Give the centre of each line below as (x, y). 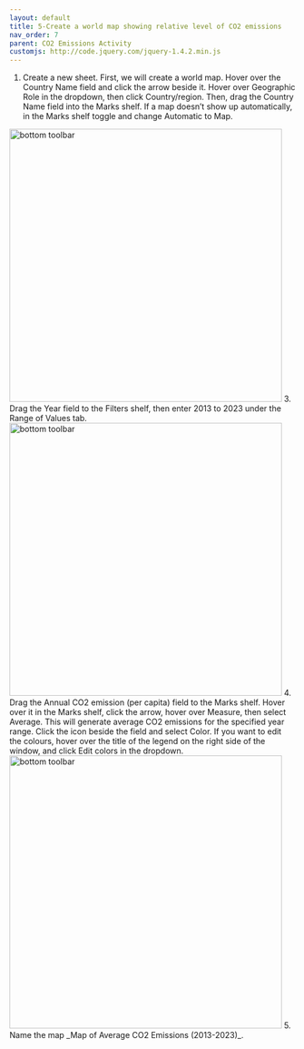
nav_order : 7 (34, 35)
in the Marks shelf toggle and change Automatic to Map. (127, 116)
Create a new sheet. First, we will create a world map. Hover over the (152, 77)
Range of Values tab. (49, 419)
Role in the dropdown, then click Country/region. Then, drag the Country (158, 97)
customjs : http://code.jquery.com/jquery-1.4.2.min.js (115, 52)
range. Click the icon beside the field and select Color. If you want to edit (146, 731)
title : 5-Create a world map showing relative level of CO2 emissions (146, 26)
